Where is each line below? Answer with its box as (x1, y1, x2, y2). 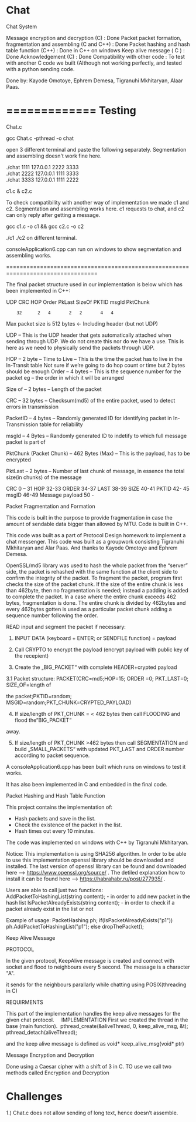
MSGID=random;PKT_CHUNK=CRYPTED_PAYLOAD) (6, 699, 132, 706)
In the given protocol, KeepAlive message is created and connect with (6, 957, 174, 964)
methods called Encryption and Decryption (6, 1069, 109, 1076)
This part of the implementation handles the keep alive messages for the (6, 1010, 181, 1017)
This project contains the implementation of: (6, 803, 113, 810)
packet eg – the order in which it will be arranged (6, 374, 124, 381)
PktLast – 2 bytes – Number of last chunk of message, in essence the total (6, 467, 185, 474)
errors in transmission (6, 403, 59, 410)
